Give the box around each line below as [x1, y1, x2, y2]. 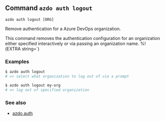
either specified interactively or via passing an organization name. [5, 40, 139, 46]
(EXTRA [5, 45, 21, 51]
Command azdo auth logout [5, 4, 93, 12]
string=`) [22, 45, 40, 51]
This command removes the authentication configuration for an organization [5, 35, 161, 41]
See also [5, 99, 26, 106]
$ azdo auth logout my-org [5, 82, 61, 88]
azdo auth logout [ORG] [5, 17, 54, 22]
